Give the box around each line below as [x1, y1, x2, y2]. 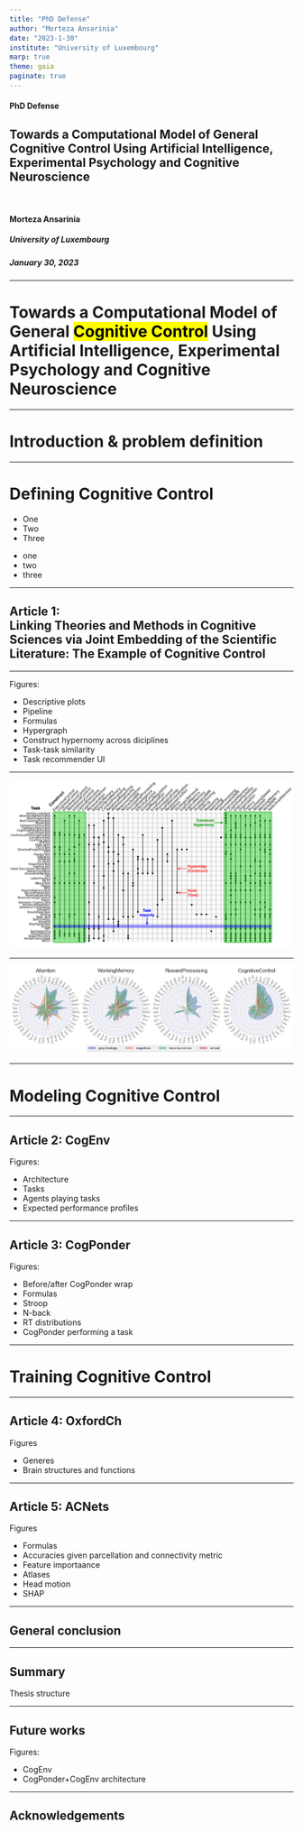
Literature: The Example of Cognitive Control [9, 646, 266, 662]
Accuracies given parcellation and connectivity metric [22, 1550, 224, 1560]
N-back [22, 1307, 51, 1318]
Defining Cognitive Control [9, 483, 214, 504]
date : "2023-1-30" [9, 33, 78, 42]
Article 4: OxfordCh [9, 1413, 123, 1429]
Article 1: [9, 604, 60, 620]
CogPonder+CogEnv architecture [22, 1773, 146, 1784]
